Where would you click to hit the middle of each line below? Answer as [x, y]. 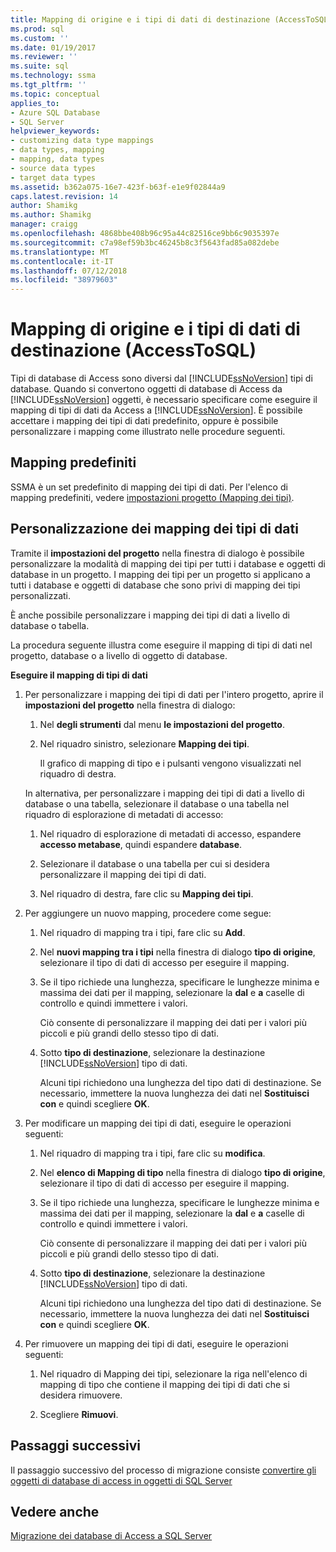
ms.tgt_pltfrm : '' [48, 85]
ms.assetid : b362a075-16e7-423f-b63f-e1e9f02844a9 [118, 187]
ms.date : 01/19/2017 [53, 47]
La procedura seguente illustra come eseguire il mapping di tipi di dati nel [161, 645]
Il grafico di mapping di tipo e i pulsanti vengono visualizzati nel [170, 763]
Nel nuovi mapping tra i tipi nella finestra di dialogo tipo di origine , [177, 952]
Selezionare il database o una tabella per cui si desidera [154, 863]
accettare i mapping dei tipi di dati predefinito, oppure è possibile [144, 421]
